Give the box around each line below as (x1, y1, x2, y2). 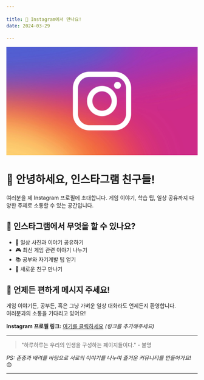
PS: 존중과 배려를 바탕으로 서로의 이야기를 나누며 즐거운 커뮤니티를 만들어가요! (6, 354, 191, 362)
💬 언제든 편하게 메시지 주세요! (6, 284, 110, 295)
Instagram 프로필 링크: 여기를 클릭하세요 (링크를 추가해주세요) (6, 323, 155, 330)
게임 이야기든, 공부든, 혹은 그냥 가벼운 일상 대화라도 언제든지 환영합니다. (6, 302, 176, 309)
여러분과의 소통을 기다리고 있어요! (6, 310, 86, 317)
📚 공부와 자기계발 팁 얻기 (15, 256, 76, 263)
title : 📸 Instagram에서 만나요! (6, 16, 82, 23)
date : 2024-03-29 (6, 23, 50, 29)
